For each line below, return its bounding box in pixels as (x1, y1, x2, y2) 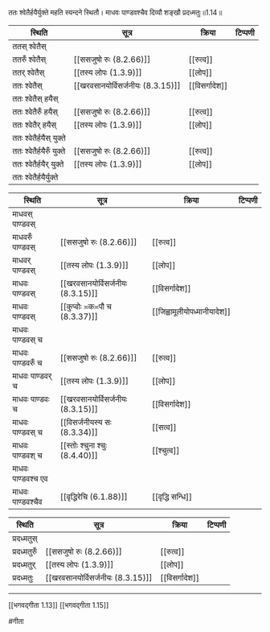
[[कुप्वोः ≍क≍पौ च (59, 301, 112, 312)
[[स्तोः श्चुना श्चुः (59, 440, 107, 451)
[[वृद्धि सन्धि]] (151, 491, 193, 502)
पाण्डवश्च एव (12, 473, 48, 484)
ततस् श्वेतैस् (12, 41, 47, 52)
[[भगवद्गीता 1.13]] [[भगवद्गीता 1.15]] (8, 601, 109, 609)
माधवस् (12, 209, 33, 219)
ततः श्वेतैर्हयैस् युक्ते (12, 133, 66, 143)
